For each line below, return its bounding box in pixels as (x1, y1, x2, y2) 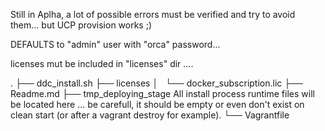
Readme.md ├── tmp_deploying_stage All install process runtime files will (10, 88, 315, 99)
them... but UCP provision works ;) (10, 19, 153, 31)
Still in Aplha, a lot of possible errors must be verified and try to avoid (10, 9, 296, 20)
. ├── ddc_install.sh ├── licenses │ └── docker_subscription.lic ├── (10, 77, 303, 89)
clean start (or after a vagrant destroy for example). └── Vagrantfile (10, 109, 290, 121)
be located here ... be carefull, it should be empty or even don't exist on (10, 99, 305, 110)
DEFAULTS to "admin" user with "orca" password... (10, 39, 221, 50)
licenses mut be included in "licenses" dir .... (10, 58, 194, 69)
